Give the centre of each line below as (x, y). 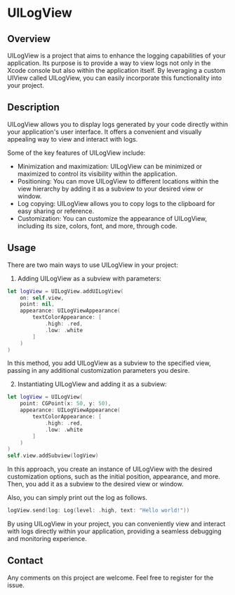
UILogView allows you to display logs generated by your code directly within (117, 124)
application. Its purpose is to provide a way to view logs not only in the (109, 63)
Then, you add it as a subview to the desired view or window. (95, 484)
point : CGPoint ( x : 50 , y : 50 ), (66, 404)
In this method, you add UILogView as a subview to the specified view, (109, 363)
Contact (25, 561)
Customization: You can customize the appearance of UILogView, (112, 218)
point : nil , (37, 304)
